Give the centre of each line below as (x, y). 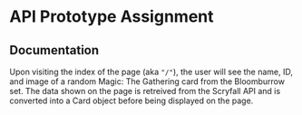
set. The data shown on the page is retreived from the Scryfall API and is (145, 91)
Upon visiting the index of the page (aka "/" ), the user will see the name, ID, (151, 72)
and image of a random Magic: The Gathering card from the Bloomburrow (147, 81)
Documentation (54, 50)
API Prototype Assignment (112, 17)
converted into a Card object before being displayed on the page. (132, 101)
